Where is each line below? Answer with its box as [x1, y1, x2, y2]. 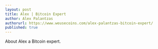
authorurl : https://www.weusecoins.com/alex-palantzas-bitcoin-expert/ [5, 20, 153, 26]
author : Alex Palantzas [5, 16, 53, 21]
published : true [5, 25, 38, 30]
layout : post [5, 7, 32, 12]
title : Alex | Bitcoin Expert [5, 12, 67, 16]
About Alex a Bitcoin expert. [5, 38, 61, 44]
